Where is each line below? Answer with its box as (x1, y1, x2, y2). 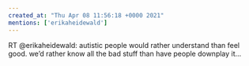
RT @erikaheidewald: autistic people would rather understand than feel (8, 40, 240, 49)
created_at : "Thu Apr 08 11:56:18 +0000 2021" (8, 11, 164, 20)
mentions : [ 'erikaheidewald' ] (8, 19, 108, 27)
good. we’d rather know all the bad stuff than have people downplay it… (8, 49, 242, 58)
